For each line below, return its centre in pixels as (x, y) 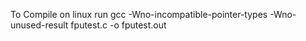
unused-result (39, 25)
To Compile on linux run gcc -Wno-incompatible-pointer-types (139, 14)
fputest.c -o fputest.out (118, 25)
